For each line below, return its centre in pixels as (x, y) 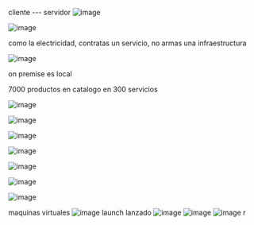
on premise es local (40, 74)
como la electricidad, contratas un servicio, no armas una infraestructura (127, 43)
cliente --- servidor (40, 12)
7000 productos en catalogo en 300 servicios (83, 89)
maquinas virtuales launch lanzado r (127, 212)
